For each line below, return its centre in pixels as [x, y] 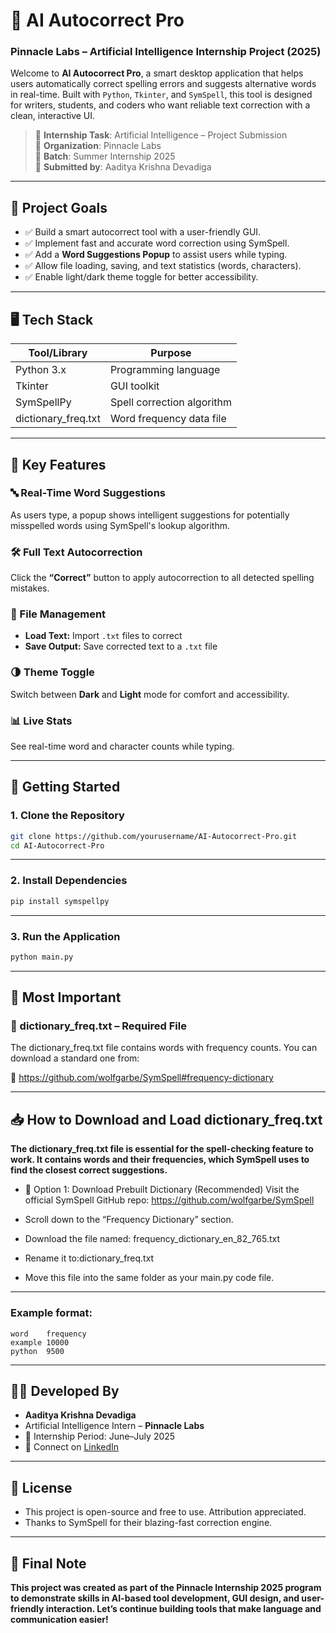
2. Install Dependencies [69, 881]
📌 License [41, 1487]
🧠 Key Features [58, 464]
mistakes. [30, 588]
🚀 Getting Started [65, 787]
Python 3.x [41, 370]
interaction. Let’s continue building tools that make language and [183, 1608]
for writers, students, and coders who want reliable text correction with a [160, 105]
